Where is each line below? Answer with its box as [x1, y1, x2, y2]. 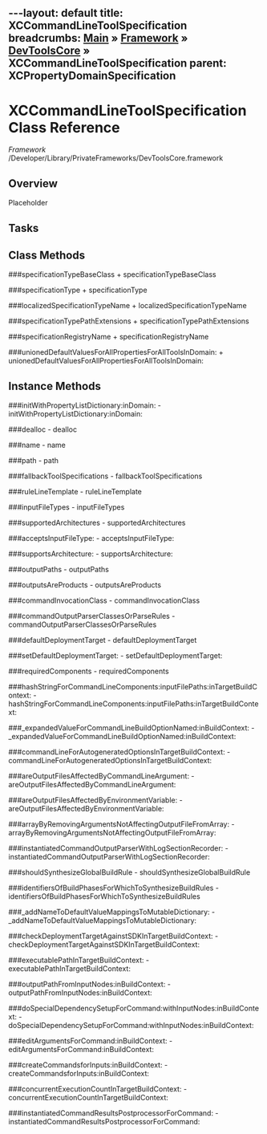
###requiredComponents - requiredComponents [8, 666, 170, 677]
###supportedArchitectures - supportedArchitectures [8, 518, 186, 528]
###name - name [8, 441, 67, 450]
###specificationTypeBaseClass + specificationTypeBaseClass [8, 270, 216, 279]
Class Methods [8, 248, 86, 262]
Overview [8, 177, 59, 190]
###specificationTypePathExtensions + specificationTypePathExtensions [8, 316, 250, 326]
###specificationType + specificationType [8, 285, 148, 295]
